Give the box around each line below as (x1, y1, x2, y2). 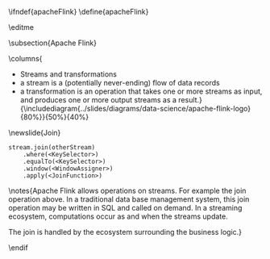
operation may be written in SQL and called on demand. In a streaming (8, 203, 243, 212)
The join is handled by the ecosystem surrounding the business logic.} (8, 228, 243, 236)
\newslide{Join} (8, 128, 61, 137)
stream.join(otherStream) (8, 144, 95, 152)
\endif (8, 243, 28, 253)
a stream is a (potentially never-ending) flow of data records (19, 78, 220, 87)
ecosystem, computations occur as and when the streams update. (8, 211, 228, 221)
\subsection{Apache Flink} (8, 38, 98, 48)
